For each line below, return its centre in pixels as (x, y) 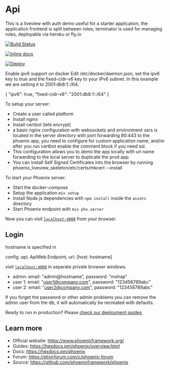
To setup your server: (28, 104)
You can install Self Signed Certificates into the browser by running (83, 162)
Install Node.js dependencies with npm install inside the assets (79, 198)
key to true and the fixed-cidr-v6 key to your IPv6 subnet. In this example (82, 79)
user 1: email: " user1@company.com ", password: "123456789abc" (82, 282)
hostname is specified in (31, 247)
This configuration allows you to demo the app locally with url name (83, 151)
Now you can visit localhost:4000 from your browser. (61, 219)
